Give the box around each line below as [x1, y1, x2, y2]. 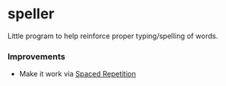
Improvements [7, 51, 66, 62]
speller [7, 5, 55, 23]
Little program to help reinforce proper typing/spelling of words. [7, 31, 218, 41]
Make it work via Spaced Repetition [18, 69, 136, 79]
